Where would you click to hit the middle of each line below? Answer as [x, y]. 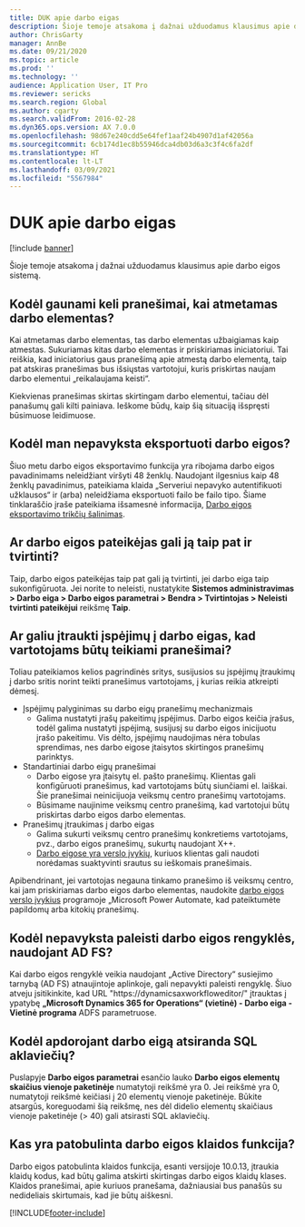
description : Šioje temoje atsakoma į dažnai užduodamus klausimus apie [150, 26]
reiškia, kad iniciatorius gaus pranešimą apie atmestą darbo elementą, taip [148, 359]
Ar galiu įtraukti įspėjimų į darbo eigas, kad [133, 636]
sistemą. [25, 275]
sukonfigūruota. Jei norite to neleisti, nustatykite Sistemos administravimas [152, 588]
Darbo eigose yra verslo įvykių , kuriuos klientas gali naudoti [148, 853]
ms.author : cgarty [44, 111]
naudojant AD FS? [61, 952]
